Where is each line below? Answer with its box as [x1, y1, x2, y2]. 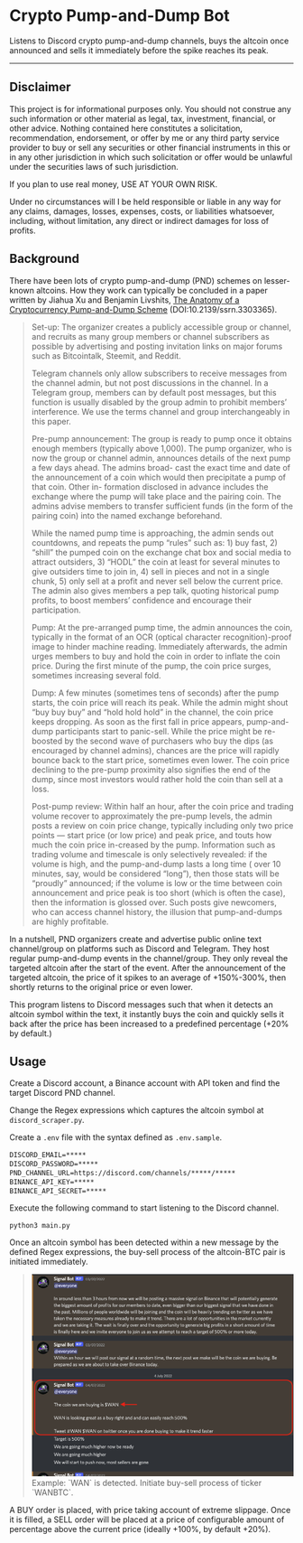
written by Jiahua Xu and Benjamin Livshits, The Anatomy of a [9, 295, 240, 305]
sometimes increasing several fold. [31, 669, 161, 680]
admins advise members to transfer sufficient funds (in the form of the [31, 500, 293, 511]
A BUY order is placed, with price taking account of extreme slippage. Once [9, 1504, 291, 1515]
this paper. [31, 416, 72, 426]
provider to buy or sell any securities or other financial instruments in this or [9, 142, 291, 153]
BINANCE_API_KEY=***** [9, 1178, 95, 1187]
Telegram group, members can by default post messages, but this [31, 387, 277, 397]
